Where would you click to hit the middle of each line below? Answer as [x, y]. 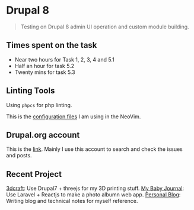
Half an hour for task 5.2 [44, 66]
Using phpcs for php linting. [39, 105]
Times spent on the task [52, 45]
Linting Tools [31, 91]
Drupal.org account [43, 135]
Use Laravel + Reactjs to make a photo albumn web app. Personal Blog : [93, 195]
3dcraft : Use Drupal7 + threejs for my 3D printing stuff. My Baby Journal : [95, 188]
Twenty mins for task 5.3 [45, 72]
